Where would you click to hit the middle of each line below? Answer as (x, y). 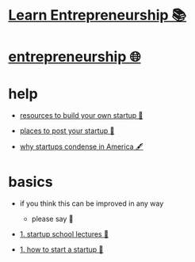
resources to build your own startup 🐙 (81, 116)
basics (31, 182)
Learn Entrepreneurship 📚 (97, 15)
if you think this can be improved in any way (92, 203)
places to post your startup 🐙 (67, 131)
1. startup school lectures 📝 (64, 234)
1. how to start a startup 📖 (61, 249)
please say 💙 (52, 219)
